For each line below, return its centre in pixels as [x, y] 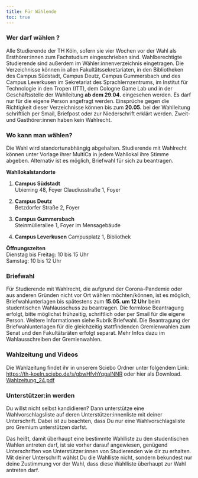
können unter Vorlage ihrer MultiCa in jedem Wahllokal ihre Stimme [88, 154]
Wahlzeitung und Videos [42, 354]
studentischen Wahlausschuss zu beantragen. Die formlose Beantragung [95, 308]
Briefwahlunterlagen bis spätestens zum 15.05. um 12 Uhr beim [83, 302]
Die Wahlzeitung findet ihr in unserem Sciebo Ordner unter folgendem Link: [98, 367]
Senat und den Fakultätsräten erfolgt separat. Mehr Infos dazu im [86, 333]
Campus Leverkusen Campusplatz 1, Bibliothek [73, 237]
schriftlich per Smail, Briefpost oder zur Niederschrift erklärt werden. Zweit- [98, 114]
